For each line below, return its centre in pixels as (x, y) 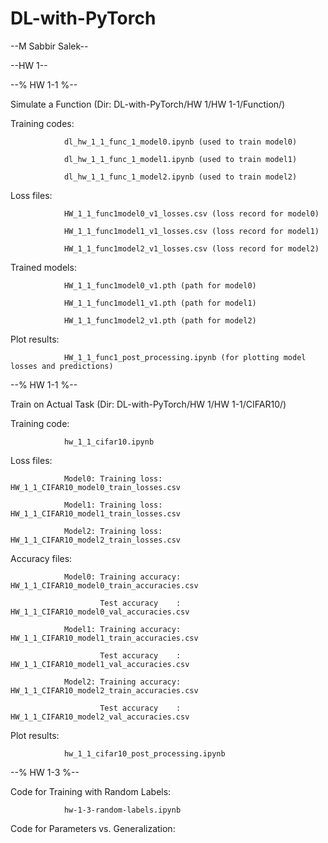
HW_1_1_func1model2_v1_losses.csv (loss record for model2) (191, 248)
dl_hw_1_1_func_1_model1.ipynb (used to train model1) (180, 159)
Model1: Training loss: (113, 505)
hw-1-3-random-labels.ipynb (122, 810)
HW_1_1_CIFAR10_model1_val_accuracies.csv (100, 664)
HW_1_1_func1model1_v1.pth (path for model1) (160, 303)
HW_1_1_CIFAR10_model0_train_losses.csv (96, 487)
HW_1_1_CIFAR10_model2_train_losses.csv (96, 540)
